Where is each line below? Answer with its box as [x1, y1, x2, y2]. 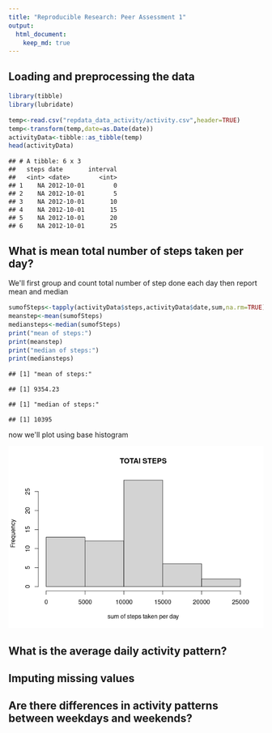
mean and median [8, 287, 69, 297]
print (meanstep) [8, 337, 63, 345]
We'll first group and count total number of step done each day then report [8, 278, 257, 288]
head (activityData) [8, 142, 74, 150]
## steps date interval [8, 166, 117, 174]
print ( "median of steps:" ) [8, 346, 100, 354]
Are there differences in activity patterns [8, 699, 219, 713]
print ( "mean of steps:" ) [8, 328, 92, 337]
